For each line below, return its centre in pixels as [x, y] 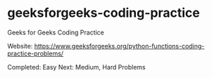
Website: [20, 46]
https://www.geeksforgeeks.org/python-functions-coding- [119, 46]
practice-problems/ [36, 53]
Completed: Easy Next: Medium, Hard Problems [76, 67]
